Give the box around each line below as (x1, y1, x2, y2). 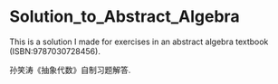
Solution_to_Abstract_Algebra (9, 6, 240, 27)
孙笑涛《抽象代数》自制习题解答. (9, 64, 131, 75)
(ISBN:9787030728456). (9, 45, 101, 56)
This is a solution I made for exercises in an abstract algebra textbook (9, 36, 269, 47)
